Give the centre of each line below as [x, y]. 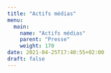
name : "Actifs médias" [53, 33]
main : [22, 26]
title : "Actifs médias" [42, 14]
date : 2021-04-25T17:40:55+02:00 [56, 53]
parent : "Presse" [45, 40]
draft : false [26, 59]
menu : [15, 20]
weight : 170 [37, 46]
